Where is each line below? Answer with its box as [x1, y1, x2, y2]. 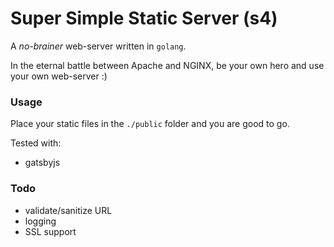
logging [24, 215, 57, 227]
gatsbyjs [24, 157, 61, 169]
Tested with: [10, 137, 62, 149]
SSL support [24, 225, 77, 237]
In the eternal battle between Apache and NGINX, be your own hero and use [10, 59, 325, 71]
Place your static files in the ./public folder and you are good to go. [10, 118, 290, 130]
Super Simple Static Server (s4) [10, 7, 278, 30]
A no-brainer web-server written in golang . [10, 40, 187, 52]
